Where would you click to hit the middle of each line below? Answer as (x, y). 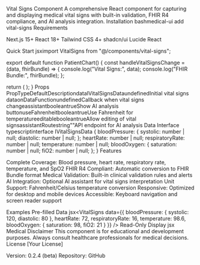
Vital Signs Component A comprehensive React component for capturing (96, 9)
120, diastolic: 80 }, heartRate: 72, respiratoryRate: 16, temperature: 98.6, (96, 219)
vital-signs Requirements (37, 28)
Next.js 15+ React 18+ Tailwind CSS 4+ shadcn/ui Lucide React (84, 39)
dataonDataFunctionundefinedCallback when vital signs (75, 100)
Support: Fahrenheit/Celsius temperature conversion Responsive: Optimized (100, 188)
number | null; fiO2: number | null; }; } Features (64, 150)
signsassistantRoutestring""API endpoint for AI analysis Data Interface (93, 125)
